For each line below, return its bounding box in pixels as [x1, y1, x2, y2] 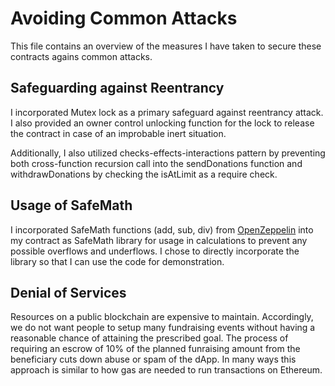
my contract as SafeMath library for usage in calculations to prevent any [10, 234, 308, 246]
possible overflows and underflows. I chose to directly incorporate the [10, 245, 300, 257]
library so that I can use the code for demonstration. [10, 255, 225, 267]
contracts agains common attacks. [10, 50, 153, 62]
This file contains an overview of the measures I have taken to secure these [10, 40, 322, 52]
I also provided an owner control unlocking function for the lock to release [10, 117, 315, 129]
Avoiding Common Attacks [10, 7, 238, 30]
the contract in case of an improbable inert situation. [10, 127, 227, 139]
